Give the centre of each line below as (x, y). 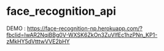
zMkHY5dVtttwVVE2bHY (38, 41)
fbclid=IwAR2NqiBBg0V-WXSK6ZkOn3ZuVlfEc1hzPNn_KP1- (82, 34)
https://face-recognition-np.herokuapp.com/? (85, 28)
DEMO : (16, 28)
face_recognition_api (61, 11)
